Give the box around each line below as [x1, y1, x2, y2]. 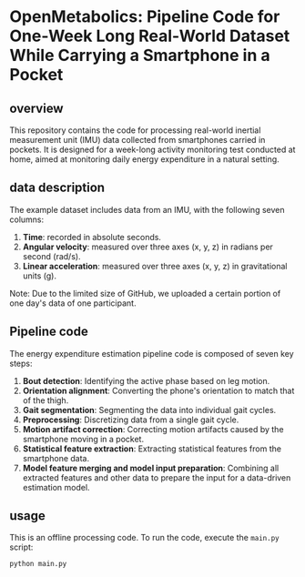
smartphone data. [22, 452, 89, 463]
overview [9, 100, 64, 116]
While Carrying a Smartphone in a [9, 46, 270, 66]
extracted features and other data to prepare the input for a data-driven [22, 471, 291, 483]
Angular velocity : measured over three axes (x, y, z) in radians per [22, 241, 273, 252]
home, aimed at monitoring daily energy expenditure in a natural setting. [9, 154, 280, 165]
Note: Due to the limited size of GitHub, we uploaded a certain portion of [9, 288, 281, 299]
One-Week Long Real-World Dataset [9, 25, 290, 46]
